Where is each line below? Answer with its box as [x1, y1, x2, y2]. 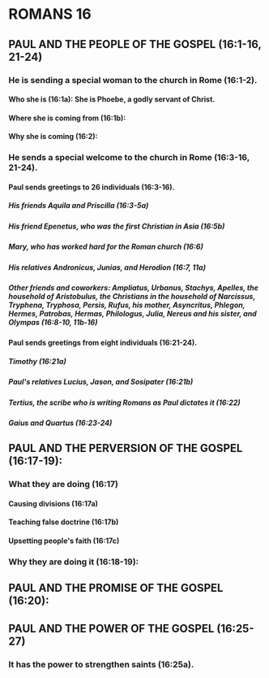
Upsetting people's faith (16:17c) [8, 536, 120, 545]
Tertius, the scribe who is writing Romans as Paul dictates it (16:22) [8, 398, 241, 407]
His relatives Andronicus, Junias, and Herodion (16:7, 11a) [8, 262, 207, 272]
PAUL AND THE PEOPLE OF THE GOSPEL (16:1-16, [8, 37, 262, 51]
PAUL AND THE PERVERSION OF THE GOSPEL [8, 441, 243, 455]
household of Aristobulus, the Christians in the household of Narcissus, [8, 291, 256, 301]
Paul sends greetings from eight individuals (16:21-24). [8, 338, 198, 348]
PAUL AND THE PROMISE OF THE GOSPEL [8, 581, 224, 595]
